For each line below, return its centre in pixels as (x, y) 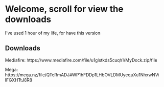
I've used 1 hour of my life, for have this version (53, 33)
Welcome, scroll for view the (64, 9)
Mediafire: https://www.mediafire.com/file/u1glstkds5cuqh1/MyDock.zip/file (81, 60)
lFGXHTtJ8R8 (19, 80)
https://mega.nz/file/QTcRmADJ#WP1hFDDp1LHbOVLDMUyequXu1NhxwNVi (82, 75)
